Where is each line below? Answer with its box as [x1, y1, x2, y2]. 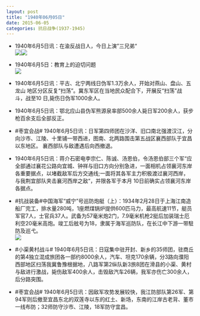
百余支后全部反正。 [20, 114, 67, 122]
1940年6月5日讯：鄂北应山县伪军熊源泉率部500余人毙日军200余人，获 [14, 107, 189, 114]
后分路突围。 [14, 275, 46, 283]
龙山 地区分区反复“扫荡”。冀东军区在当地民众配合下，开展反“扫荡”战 [14, 87, 183, 94]
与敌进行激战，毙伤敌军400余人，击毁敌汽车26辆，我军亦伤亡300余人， [14, 268, 193, 275]
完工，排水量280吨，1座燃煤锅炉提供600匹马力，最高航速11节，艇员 [25, 205, 192, 212]
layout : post [6, 8, 39, 15]
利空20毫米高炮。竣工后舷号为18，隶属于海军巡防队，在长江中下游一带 [14, 220, 189, 227]
